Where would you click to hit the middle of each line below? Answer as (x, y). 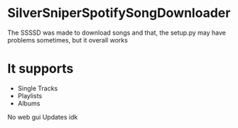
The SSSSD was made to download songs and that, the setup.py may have (117, 33)
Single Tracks (38, 88)
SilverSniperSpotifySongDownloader (119, 13)
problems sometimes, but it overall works (67, 40)
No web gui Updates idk (43, 117)
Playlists (30, 95)
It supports (40, 69)
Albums (29, 103)
